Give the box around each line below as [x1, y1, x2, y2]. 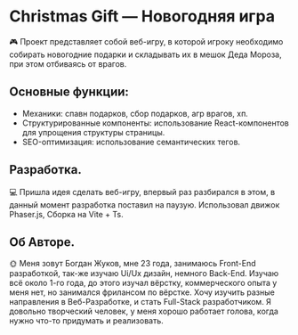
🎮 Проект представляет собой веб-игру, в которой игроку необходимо [9, 36, 284, 46]
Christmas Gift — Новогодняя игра [9, 6, 276, 27]
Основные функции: [9, 85, 129, 100]
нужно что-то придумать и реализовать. [9, 315, 164, 326]
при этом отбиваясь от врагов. [9, 58, 127, 69]
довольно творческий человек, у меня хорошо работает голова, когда [9, 306, 278, 317]
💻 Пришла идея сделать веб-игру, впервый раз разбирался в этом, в [9, 186, 276, 197]
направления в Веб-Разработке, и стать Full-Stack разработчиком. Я [9, 297, 271, 307]
